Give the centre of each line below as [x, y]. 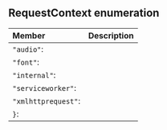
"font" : [26, 61]
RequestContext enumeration [84, 13]
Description [111, 35]
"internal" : [34, 75]
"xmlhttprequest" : [47, 100]
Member [29, 35]
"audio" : [28, 49]
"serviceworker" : [45, 88]
